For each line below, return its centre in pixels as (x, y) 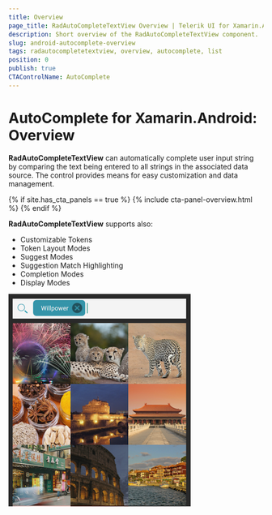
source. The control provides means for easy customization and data (123, 175)
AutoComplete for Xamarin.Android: (133, 118)
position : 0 (28, 60)
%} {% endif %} (35, 208)
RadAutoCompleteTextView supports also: (81, 224)
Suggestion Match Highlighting (72, 265)
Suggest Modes (47, 256)
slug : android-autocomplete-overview (72, 43)
